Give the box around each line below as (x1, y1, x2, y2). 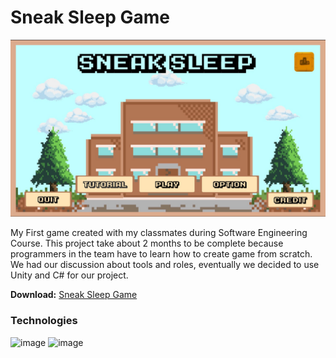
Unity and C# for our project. (10, 269, 129, 281)
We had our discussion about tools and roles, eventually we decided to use (10, 259, 320, 271)
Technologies (10, 314, 78, 328)
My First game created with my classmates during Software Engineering (10, 227, 308, 239)
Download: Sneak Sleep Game (10, 289, 138, 301)
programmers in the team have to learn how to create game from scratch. (10, 248, 313, 260)
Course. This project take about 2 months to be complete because (10, 237, 284, 250)
